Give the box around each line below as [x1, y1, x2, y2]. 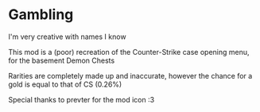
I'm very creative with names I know [8, 32, 126, 41]
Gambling [8, 6, 74, 24]
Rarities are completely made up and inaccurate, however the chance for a [8, 71, 253, 80]
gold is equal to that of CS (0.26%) [8, 79, 122, 89]
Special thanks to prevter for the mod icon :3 [8, 95, 155, 104]
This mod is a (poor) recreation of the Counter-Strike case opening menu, [8, 47, 250, 56]
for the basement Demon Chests [8, 56, 115, 65]
